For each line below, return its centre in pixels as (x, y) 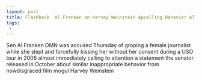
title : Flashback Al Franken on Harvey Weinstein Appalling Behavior (96, 17)
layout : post (23, 12)
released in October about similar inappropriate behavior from (83, 64)
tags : (13, 23)
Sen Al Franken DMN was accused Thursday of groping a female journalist (99, 45)
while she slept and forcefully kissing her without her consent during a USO (100, 52)
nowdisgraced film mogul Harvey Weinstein (60, 71)
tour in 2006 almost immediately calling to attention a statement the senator (100, 58)
